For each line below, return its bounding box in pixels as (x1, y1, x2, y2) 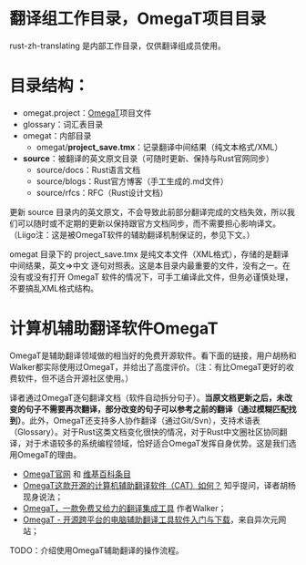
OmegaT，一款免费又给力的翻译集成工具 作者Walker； (22, 502, 227, 513)
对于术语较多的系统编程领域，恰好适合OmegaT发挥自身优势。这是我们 (25, 437, 289, 448)
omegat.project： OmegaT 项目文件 (22, 107, 152, 118)
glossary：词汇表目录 (22, 118, 104, 129)
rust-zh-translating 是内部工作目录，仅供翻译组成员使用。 (9, 40, 226, 51)
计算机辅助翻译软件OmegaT (9, 318, 219, 339)
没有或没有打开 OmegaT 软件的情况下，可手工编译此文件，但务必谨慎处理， (9, 271, 293, 282)
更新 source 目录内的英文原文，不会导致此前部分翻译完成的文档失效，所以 (9, 206, 288, 217)
